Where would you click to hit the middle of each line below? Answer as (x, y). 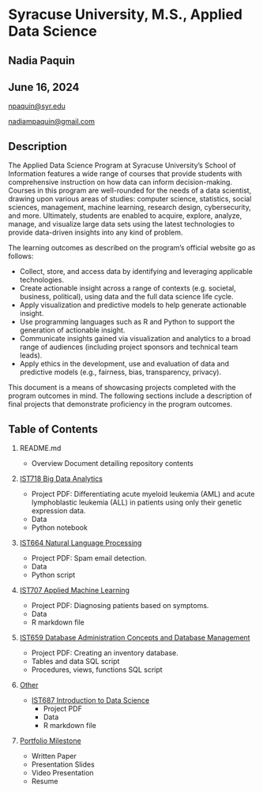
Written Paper (54, 756)
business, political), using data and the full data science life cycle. (127, 297)
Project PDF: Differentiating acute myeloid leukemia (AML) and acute (143, 494)
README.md (40, 449)
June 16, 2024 (44, 87)
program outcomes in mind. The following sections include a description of (130, 396)
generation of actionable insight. (72, 330)
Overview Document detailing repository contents (112, 464)
